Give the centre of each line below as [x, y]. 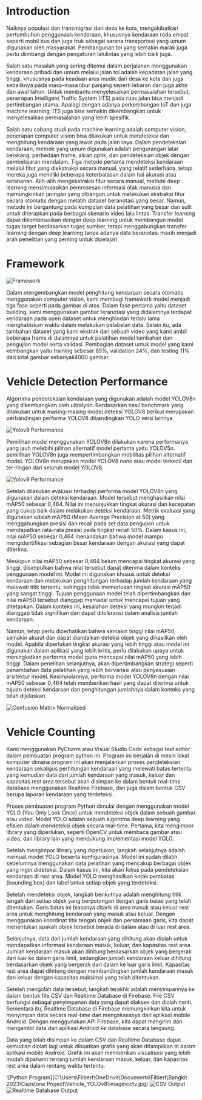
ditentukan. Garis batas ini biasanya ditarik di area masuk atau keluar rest [98, 907]
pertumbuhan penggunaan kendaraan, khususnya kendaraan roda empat [98, 34]
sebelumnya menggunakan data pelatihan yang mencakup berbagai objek [99, 863]
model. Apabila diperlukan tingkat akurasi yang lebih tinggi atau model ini [98, 644]
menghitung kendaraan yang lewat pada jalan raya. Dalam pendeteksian [96, 142]
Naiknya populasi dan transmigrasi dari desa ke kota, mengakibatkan [93, 28]
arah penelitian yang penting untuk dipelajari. [63, 239]
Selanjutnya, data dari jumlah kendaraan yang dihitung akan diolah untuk [97, 938]
